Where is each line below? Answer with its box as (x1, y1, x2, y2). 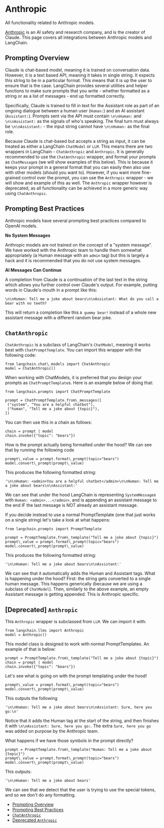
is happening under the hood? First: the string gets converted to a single (5, 576, 151, 581)
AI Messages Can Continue (5, 267, 62, 273)
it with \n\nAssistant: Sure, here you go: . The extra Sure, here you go (5, 723, 151, 729)
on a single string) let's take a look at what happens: (5, 517, 111, 523)
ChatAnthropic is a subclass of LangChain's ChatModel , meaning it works (5, 342, 151, 348)
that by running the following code (5, 447, 74, 453)
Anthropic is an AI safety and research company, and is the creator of (5, 29, 145, 35)
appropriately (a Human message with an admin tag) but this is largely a (5, 252, 149, 258)
